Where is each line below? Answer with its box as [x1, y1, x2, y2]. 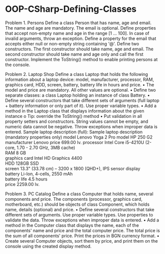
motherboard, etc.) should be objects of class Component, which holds [5, 201, 150, 207]
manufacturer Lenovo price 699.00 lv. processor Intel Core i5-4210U [5, 139, 144, 145]
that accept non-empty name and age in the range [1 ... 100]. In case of [5, 30, 149, 36]
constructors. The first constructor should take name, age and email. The [5, 46, 154, 52]
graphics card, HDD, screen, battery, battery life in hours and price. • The [5, 81, 154, 87]
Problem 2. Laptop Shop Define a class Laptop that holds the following [5, 71, 148, 77]
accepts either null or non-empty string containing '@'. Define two [5, 40, 139, 46]
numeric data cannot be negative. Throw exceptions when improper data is [5, 123, 158, 129]
